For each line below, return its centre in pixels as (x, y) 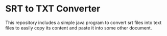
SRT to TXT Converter (53, 9)
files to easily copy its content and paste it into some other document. (79, 27)
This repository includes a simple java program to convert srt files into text (83, 22)
